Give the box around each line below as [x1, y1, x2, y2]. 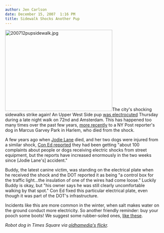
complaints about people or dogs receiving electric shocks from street [5, 147, 147, 153]
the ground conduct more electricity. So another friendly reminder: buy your [5, 208, 159, 213]
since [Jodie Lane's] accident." [5, 157, 68, 164]
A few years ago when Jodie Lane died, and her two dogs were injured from [5, 137, 159, 143]
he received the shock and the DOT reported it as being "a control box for [5, 172, 154, 178]
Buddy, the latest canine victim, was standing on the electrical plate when [5, 167, 154, 173]
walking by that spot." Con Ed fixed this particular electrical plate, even [5, 188, 148, 193]
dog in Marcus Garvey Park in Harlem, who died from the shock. [5, 127, 135, 133]
